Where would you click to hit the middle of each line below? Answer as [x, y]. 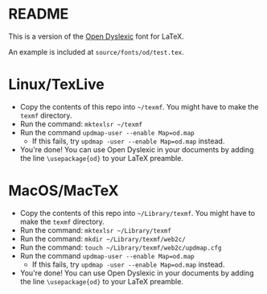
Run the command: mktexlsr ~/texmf [81, 124]
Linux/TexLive [56, 85]
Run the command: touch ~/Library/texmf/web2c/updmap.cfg [121, 247]
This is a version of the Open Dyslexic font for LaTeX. [97, 36]
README [39, 14]
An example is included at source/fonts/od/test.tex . [97, 52]
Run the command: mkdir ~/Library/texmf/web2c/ [103, 238]
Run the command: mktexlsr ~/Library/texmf [95, 230]
